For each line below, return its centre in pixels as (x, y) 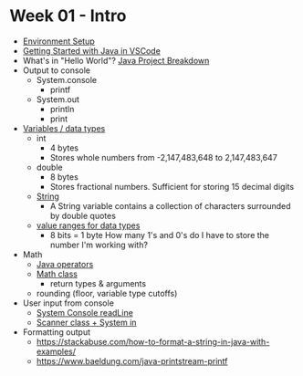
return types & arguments (98, 283)
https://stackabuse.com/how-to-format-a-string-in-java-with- (153, 341)
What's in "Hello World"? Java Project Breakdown (116, 60)
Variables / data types (64, 128)
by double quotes (83, 215)
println (62, 109)
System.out (57, 99)
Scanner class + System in (86, 322)
